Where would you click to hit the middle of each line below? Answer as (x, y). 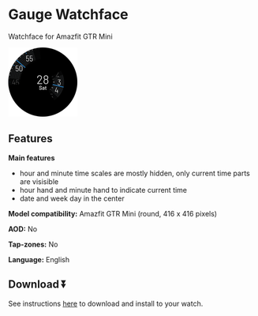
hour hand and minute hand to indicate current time (103, 190)
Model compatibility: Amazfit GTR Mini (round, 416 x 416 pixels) (113, 213)
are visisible (39, 181)
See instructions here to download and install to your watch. (106, 303)
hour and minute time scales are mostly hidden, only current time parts (135, 173)
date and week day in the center (72, 198)
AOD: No (23, 229)
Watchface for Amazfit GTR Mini (60, 36)
